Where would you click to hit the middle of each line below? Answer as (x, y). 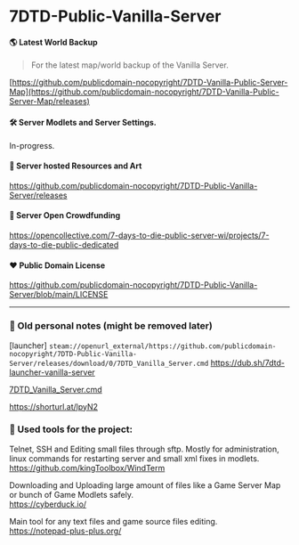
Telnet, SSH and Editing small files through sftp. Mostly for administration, (145, 449)
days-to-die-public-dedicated (64, 245)
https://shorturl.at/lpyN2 (54, 406)
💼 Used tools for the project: (71, 429)
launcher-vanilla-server (52, 372)
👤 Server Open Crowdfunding (65, 216)
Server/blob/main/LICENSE (59, 295)
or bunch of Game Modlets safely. (71, 494)
